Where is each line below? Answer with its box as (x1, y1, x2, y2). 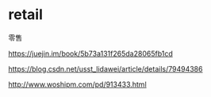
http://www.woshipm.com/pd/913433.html (8, 80, 147, 89)
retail (8, 6, 44, 24)
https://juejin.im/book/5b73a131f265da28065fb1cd (8, 48, 173, 58)
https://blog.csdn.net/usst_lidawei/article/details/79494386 (8, 64, 203, 73)
